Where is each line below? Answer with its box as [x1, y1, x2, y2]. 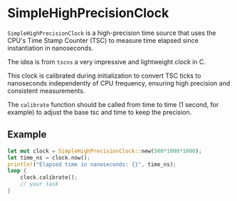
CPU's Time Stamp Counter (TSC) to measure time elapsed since [7, 36, 199, 44]
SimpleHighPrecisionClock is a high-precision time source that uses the [7, 29, 216, 37]
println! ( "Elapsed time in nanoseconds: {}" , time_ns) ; [7, 160, 177, 168]
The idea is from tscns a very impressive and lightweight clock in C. [7, 57, 206, 66]
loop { [7, 167, 27, 175]
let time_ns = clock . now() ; [7, 154, 91, 161]
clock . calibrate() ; [20, 174, 78, 181]
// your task [20, 180, 59, 188]
